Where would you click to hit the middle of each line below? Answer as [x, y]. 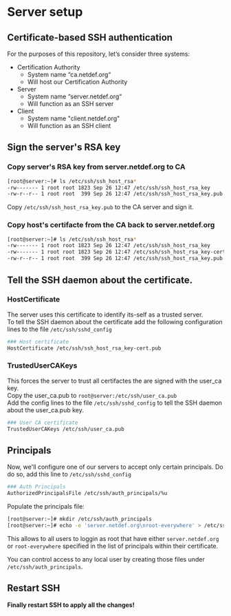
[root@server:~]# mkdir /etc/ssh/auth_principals [80, 519]
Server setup [45, 12]
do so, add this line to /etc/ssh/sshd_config [69, 474]
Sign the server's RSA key [64, 148]
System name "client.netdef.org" [74, 118]
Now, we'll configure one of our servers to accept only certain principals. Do [115, 467]
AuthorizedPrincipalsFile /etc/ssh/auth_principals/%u [87, 493]
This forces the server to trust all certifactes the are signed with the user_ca [114, 381]
